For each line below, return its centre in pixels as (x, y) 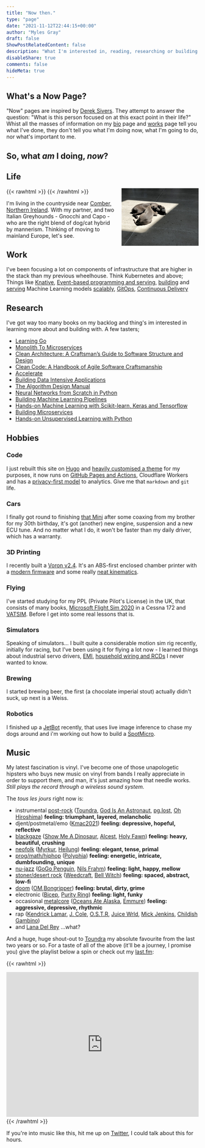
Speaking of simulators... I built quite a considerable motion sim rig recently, (102, 643)
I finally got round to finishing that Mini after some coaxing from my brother (101, 517)
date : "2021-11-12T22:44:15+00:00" (52, 26)
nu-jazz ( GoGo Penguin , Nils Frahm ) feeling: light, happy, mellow (98, 869)
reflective (28, 830)
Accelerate (29, 373)
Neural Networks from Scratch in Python (66, 393)
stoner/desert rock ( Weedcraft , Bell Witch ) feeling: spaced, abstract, (103, 875)
